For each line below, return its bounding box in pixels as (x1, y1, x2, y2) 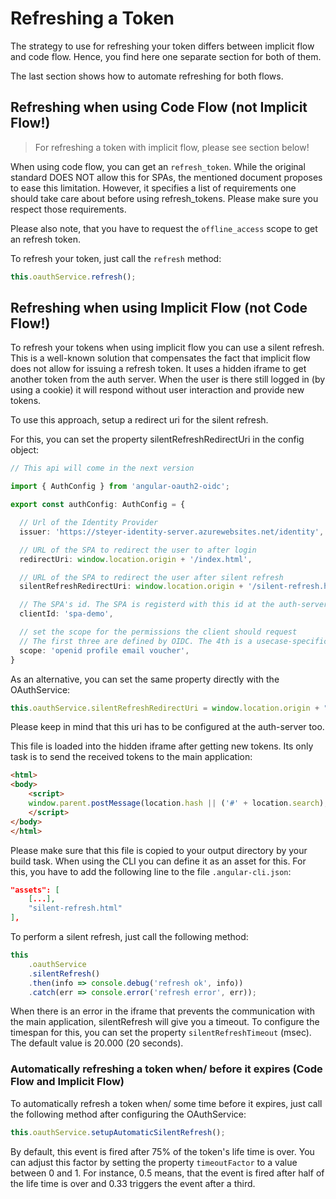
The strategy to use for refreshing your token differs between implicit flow (10, 40, 315, 52)
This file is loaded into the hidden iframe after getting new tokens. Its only (10, 740, 314, 752)
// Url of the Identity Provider (19, 518, 159, 528)
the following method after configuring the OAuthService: (10, 1108, 247, 1120)
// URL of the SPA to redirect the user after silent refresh (19, 572, 284, 582)
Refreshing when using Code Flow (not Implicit (10, 99, 308, 116)
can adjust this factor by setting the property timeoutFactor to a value (10, 1156, 298, 1168)
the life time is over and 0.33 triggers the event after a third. (10, 1177, 256, 1189)
